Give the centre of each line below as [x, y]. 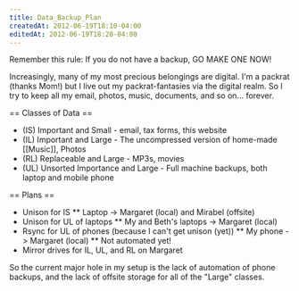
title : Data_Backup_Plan [55, 17]
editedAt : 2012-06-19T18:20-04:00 [74, 34]
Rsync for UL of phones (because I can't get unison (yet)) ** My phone [153, 231]
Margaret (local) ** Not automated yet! [101, 241]
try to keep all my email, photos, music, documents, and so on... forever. [142, 96]
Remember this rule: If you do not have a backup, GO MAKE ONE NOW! [141, 60]
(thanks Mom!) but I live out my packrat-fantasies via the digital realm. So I [146, 87]
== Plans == [32, 195]
